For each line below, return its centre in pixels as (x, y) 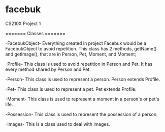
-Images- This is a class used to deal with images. (58, 124)
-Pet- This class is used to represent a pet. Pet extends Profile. (71, 89)
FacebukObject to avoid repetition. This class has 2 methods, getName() (81, 48)
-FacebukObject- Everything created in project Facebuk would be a (76, 43)
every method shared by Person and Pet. (48, 69)
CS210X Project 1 (23, 23)
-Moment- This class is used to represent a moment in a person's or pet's (82, 99)
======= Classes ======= (36, 33)
